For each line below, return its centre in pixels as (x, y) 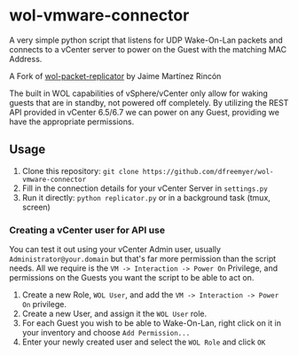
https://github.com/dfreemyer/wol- (208, 171)
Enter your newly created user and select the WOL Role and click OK (144, 342)
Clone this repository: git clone (80, 170)
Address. (26, 59)
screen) (36, 207)
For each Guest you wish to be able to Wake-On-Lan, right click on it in (152, 323)
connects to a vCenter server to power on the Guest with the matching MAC (148, 49)
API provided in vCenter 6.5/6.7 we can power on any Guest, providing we (144, 112)
